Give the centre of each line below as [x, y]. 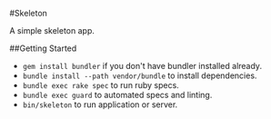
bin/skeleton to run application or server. [100, 104]
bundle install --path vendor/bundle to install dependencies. [140, 75]
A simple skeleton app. [52, 30]
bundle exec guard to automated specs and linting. [117, 95]
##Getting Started [43, 48]
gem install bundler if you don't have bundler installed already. [142, 66]
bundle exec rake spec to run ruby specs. [100, 85]
